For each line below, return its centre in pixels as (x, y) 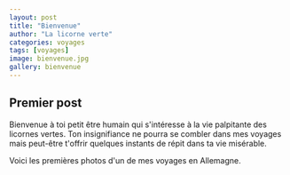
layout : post (33, 17)
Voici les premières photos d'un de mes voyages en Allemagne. (125, 160)
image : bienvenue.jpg (49, 59)
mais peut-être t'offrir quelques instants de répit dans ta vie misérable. (138, 143)
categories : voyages (47, 42)
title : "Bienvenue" (45, 26)
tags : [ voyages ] (39, 51)
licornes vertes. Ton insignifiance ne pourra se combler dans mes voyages (145, 133)
